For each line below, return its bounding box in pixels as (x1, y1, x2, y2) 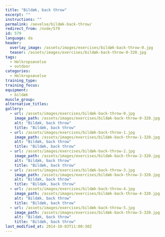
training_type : (5, 78, 38, 83)
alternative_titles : (5, 102, 49, 107)
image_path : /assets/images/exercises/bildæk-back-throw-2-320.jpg (14, 153, 160, 159)
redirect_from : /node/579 (5, 26, 60, 31)
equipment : (5, 87, 28, 93)
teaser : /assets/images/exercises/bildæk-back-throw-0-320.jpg (10, 50, 146, 55)
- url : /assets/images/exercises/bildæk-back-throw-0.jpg (10, 111, 136, 116)
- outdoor (10, 64, 30, 69)
